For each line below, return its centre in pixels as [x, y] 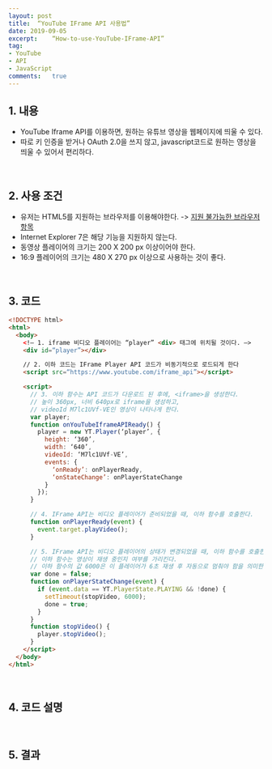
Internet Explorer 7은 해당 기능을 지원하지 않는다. [98, 237]
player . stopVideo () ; [72, 635]
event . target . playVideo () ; [83, 529]
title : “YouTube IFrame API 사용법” [70, 23]
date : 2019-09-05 [38, 31]
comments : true [38, 76]
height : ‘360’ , [70, 440]
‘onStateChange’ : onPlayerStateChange [117, 477]
